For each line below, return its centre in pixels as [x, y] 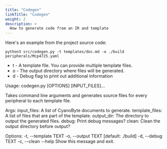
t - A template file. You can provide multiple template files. [72, 65]
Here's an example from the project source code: [56, 42]
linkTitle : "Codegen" [28, 14]
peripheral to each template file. [38, 101]
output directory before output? [38, 126]
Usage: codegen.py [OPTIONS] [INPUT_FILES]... [55, 86]
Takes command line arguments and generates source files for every [76, 95]
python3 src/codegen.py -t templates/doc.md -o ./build [65, 52]
